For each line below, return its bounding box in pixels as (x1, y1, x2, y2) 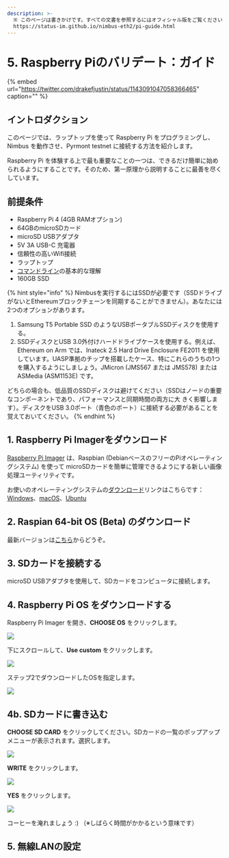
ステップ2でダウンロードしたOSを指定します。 (7, 673, 139, 682)
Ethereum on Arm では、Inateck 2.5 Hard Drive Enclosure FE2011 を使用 (16, 346, 220, 354)
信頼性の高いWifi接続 (16, 249, 77, 257)
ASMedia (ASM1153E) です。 (16, 371, 97, 380)
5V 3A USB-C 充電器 (16, 241, 76, 249)
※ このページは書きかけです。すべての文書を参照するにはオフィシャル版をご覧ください (13, 16, 224, 23)
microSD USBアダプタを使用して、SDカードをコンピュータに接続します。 (7, 577, 214, 585)
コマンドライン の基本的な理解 (16, 266, 101, 275)
